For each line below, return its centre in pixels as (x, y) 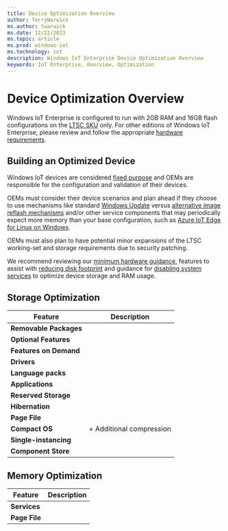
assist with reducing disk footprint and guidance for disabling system (104, 269)
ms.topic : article (33, 39)
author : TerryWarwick (38, 20)
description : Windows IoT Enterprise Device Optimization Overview (105, 58)
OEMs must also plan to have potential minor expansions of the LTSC (104, 240)
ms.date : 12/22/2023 (37, 33)
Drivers (23, 362)
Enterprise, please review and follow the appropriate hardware (95, 132)
